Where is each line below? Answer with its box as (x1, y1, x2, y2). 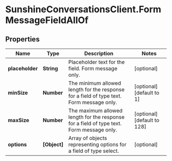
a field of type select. (68, 147, 119, 154)
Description (84, 50, 114, 57)
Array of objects (68, 134, 107, 142)
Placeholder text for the (68, 59, 125, 65)
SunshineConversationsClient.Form (5, 4, 161, 15)
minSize (8, 89, 28, 96)
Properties (5, 35, 40, 43)
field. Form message (68, 65, 118, 72)
